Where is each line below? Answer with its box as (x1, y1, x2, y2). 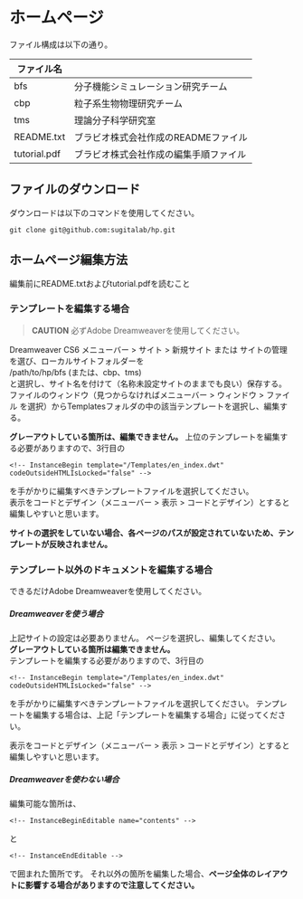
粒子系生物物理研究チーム (73, 97, 183, 109)
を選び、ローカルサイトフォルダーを (9, 355, 145, 366)
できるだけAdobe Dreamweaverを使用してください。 (9, 586, 206, 597)
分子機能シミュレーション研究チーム (73, 80, 228, 92)
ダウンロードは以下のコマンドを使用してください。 (9, 207, 200, 218)
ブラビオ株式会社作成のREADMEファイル (73, 131, 248, 144)
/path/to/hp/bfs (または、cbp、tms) (9, 366, 142, 377)
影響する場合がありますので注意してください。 (24, 880, 200, 891)
